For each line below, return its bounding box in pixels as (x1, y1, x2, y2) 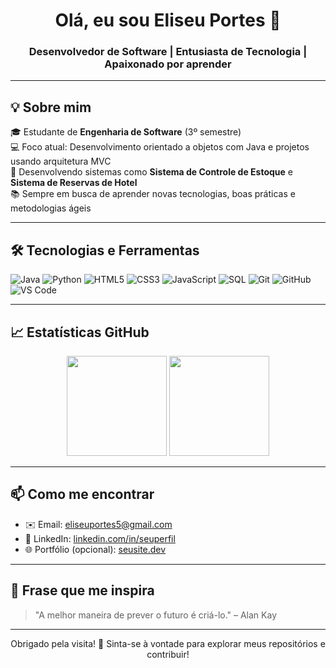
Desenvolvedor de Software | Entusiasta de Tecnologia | (28, 45, 308, 59)
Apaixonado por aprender (104, 57, 232, 71)
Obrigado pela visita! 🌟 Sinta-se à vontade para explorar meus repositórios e (10, 637, 326, 649)
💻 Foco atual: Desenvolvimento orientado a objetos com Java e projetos (10, 141, 310, 153)
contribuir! (146, 648, 190, 660)
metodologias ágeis (10, 202, 92, 214)
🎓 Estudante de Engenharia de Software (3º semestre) (10, 126, 242, 138)
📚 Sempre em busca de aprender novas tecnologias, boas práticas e (10, 188, 296, 200)
